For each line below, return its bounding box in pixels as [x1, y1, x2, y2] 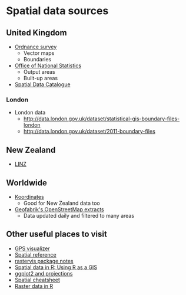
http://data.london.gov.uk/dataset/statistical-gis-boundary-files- [23, 115, 180, 122]
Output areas [23, 68, 55, 75]
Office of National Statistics [14, 62, 81, 69]
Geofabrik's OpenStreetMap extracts [14, 205, 104, 213]
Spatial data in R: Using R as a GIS [14, 264, 98, 271]
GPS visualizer [14, 245, 50, 252]
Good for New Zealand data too [23, 199, 100, 206]
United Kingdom [6, 28, 67, 38]
